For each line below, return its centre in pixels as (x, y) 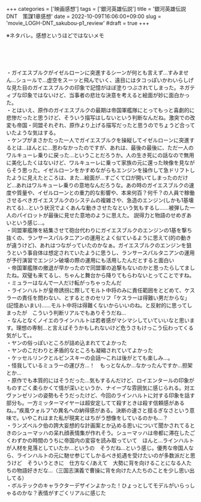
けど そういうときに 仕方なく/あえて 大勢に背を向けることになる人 (99, 463)
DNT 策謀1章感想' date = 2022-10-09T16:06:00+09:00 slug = (84, 16)
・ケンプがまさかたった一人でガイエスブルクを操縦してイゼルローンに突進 (98, 140)
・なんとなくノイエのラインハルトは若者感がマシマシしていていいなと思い (98, 320)
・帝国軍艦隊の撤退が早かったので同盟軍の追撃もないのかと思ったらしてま (98, 268)
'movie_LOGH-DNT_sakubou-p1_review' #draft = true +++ (78, 23)
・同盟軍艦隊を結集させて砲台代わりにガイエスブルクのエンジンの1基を (94, 230)
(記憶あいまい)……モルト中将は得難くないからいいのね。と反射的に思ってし (99, 305)
